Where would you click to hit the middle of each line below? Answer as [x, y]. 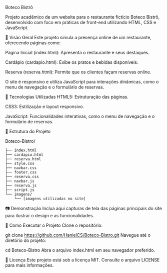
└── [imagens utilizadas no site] [50, 199]
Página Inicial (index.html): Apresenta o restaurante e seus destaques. [77, 53]
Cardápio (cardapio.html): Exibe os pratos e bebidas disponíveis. [72, 62]
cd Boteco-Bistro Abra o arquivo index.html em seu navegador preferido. [80, 250]
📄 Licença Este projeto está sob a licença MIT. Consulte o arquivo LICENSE [82, 260]
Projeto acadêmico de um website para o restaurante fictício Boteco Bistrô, [82, 17]
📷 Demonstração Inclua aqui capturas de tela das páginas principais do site [84, 208]
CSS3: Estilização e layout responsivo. [44, 107]
